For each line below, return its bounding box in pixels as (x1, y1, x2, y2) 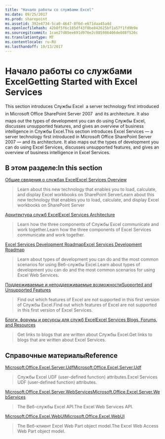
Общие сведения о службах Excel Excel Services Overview (5, 177, 127, 183)
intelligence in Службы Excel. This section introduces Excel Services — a (5, 128, 153, 134)
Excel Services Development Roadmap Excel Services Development (5, 241, 142, 248)
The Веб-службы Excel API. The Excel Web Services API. (17, 404, 133, 410)
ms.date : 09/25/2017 (5, 12, 48, 17)
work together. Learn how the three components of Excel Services (17, 226, 152, 233)
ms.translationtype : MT (5, 35, 54, 40)
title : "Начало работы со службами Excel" (5, 7, 94, 12)
